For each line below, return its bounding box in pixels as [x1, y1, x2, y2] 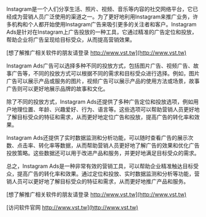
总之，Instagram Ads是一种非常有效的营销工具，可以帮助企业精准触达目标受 [6, 162, 199, 170]
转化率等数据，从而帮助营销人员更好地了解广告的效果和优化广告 [38, 142, 200, 149]
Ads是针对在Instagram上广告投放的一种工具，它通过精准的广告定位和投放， [6, 28, 197, 36]
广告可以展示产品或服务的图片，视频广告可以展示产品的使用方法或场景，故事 [6, 77, 200, 85]
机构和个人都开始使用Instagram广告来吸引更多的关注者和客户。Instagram [11, 21, 197, 28]
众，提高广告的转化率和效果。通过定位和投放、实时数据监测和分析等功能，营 [6, 170, 200, 177]
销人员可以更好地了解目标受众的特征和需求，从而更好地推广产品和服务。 [6, 178, 189, 185]
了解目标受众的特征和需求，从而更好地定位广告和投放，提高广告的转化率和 [6, 113, 194, 121]
